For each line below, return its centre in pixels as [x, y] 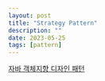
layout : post [30, 15]
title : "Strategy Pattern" [53, 23]
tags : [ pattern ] [35, 45]
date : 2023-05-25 [37, 38]
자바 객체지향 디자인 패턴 [47, 69]
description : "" [35, 30]
